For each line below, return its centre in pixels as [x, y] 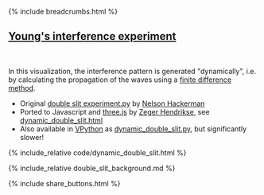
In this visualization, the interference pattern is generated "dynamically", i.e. [132, 71]
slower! [32, 137]
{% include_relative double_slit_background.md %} [92, 168]
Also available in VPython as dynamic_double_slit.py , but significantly [133, 129]
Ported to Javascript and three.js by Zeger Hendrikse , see [115, 111]
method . [22, 88]
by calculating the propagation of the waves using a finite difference [120, 80]
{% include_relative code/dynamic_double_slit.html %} [97, 152]
